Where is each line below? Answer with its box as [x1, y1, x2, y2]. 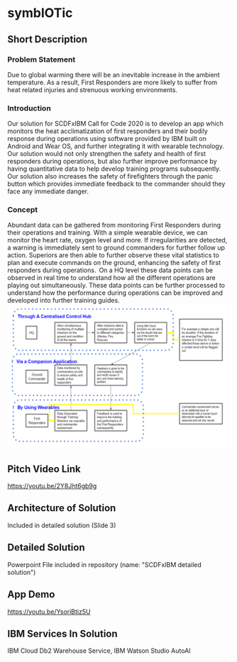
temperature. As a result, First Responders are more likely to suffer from [7, 78, 218, 86]
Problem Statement [7, 55, 76, 64]
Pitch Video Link [7, 463, 81, 475]
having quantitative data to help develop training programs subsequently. [7, 164, 221, 173]
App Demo [7, 588, 55, 600]
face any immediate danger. [7, 187, 89, 196]
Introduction [7, 103, 51, 113]
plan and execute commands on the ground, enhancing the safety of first [7, 259, 221, 267]
